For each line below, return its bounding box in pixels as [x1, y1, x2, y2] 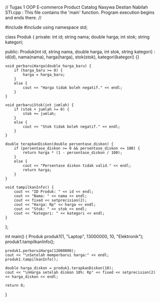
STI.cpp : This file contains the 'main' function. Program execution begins [5, 9, 155, 15]
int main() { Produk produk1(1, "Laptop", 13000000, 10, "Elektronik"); [5, 234, 144, 239]
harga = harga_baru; [23, 72, 65, 77]
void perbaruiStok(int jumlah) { [5, 102, 74, 107]
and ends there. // [5, 15, 42, 20]
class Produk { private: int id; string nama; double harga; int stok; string [5, 34, 150, 40]
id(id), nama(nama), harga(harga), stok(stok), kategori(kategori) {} [5, 54, 140, 60]
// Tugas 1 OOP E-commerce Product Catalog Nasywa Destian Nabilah [5, 4, 148, 10]
